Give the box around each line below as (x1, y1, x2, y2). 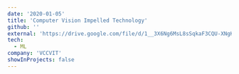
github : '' (7, 23, 40, 30)
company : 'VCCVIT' (7, 50, 62, 57)
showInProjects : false (7, 56, 75, 63)
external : (7, 30, 37, 37)
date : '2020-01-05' (7, 10, 65, 18)
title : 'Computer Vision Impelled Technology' (7, 17, 148, 24)
